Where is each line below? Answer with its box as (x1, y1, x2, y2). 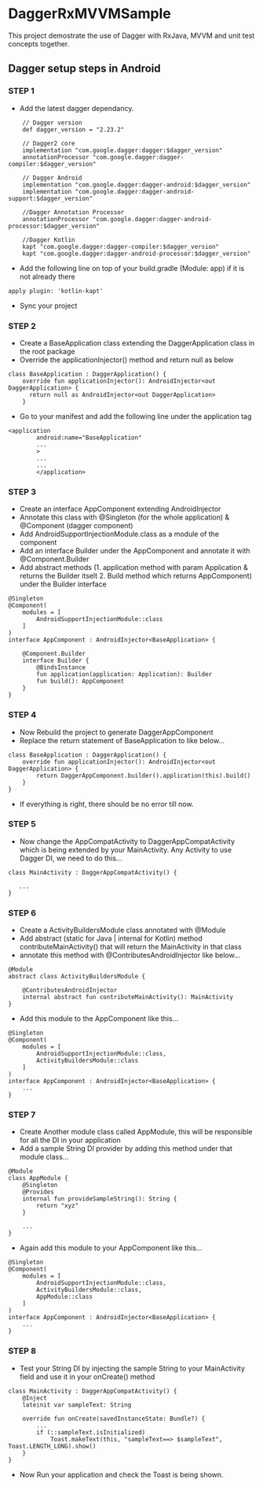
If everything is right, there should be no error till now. (19, 799, 194, 808)
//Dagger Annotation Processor (22, 208, 125, 216)
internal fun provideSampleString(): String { (22, 1195, 177, 1203)
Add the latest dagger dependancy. (19, 103, 134, 113)
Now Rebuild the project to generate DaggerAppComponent (19, 727, 214, 737)
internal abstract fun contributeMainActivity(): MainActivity (22, 993, 234, 1001)
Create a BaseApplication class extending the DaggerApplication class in (19, 338, 255, 347)
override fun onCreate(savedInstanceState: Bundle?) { (22, 1415, 206, 1422)
